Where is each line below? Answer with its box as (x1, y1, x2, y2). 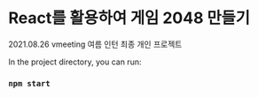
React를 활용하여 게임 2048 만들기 (8, 8, 250, 28)
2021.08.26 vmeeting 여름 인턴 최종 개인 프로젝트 (8, 39, 183, 49)
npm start (8, 78, 51, 88)
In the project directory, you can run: (8, 56, 142, 67)
